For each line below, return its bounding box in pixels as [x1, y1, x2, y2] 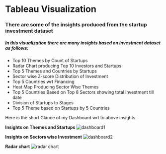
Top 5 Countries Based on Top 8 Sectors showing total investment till [12, 89, 154, 95]
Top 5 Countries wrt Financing [12, 78, 75, 85]
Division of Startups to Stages [12, 100, 74, 106]
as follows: [5, 45, 29, 51]
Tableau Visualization [5, 3, 97, 15]
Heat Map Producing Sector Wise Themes [12, 84, 99, 90]
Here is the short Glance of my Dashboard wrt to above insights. [5, 115, 137, 121]
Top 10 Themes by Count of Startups [12, 58, 88, 64]
